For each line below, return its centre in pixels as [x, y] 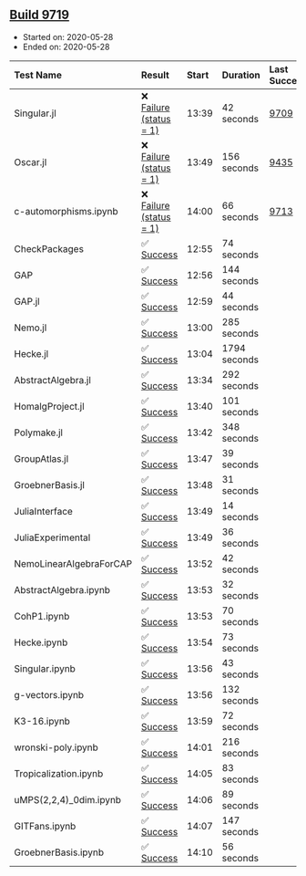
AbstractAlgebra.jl [52, 380]
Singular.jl [35, 113]
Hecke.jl [31, 353]
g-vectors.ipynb [49, 694]
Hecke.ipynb [41, 642]
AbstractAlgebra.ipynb [62, 589]
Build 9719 [40, 15]
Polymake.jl [39, 433]
